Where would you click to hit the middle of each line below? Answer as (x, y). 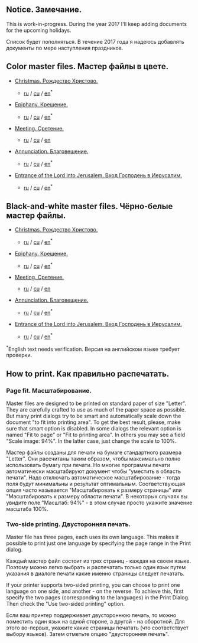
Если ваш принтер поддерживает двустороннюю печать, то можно (91, 615)
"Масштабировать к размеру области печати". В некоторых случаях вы (97, 497)
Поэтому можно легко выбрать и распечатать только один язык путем (96, 567)
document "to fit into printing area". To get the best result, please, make (93, 422)
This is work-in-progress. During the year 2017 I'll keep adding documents (97, 24)
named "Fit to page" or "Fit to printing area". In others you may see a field (96, 435)
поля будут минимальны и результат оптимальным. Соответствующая (95, 484)
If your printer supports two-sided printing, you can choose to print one (93, 585)
